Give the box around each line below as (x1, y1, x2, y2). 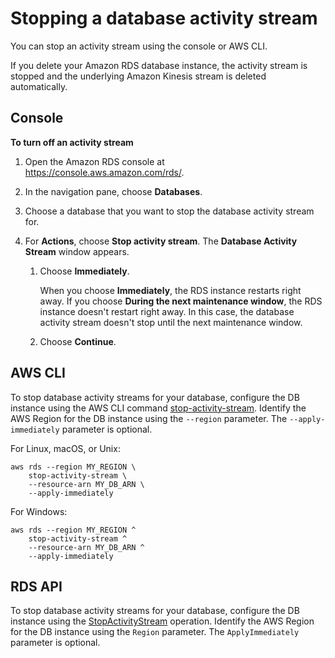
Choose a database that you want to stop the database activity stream (24, 205, 315, 217)
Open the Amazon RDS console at (24, 155, 165, 167)
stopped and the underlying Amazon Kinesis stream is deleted (10, 70, 267, 82)
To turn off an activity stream (10, 136, 134, 148)
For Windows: (10, 505, 68, 517)
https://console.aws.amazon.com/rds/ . (24, 166, 185, 178)
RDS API (10, 578, 63, 595)
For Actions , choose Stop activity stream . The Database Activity (24, 235, 298, 247)
